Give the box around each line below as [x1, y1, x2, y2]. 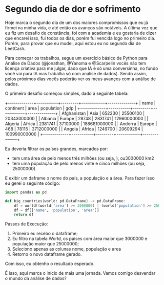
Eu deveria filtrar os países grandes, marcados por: [5, 146, 108, 152]
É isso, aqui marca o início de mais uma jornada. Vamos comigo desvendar [5, 270, 156, 276]
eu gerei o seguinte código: [5, 180, 60, 186]
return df [14, 212, 34, 217]
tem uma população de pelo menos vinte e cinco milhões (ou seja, [12, 160, 145, 166]
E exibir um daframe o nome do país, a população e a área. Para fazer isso [5, 175, 155, 181]
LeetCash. [5, 45, 26, 51]
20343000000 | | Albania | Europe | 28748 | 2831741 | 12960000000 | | [5, 115, 149, 121]
